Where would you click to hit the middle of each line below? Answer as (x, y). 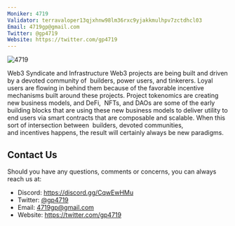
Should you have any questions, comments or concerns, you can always (112, 171)
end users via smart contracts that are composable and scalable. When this (116, 118)
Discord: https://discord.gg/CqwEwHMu (75, 192)
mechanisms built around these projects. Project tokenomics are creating (113, 96)
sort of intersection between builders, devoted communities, (95, 125)
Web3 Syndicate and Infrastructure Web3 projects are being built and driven (117, 73)
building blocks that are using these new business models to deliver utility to (117, 111)
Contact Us (32, 155)
